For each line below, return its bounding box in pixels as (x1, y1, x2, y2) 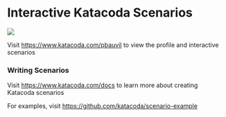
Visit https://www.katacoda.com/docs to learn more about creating (7, 81, 198, 89)
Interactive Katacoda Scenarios (7, 5, 193, 21)
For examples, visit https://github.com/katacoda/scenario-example (7, 102, 198, 110)
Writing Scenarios (7, 65, 69, 75)
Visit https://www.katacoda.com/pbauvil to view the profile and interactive (7, 40, 220, 49)
